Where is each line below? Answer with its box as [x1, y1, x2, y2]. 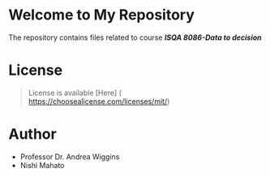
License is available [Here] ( [28, 88, 122, 97]
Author [8, 125, 57, 144]
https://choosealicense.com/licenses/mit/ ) [28, 96, 170, 106]
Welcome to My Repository [8, 6, 195, 24]
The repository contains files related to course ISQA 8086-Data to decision [8, 32, 262, 42]
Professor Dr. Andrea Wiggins [19, 152, 120, 162]
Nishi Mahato [19, 160, 65, 170]
